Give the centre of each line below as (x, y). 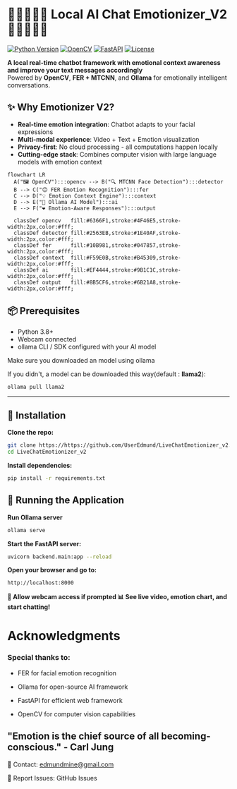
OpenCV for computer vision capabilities (77, 714)
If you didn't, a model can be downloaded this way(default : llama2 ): (107, 374)
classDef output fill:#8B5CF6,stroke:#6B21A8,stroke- (97, 282)
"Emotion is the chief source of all (83, 736)
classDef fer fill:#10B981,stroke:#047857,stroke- (97, 245)
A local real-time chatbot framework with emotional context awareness (114, 62)
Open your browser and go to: (52, 570)
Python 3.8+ (36, 332)
